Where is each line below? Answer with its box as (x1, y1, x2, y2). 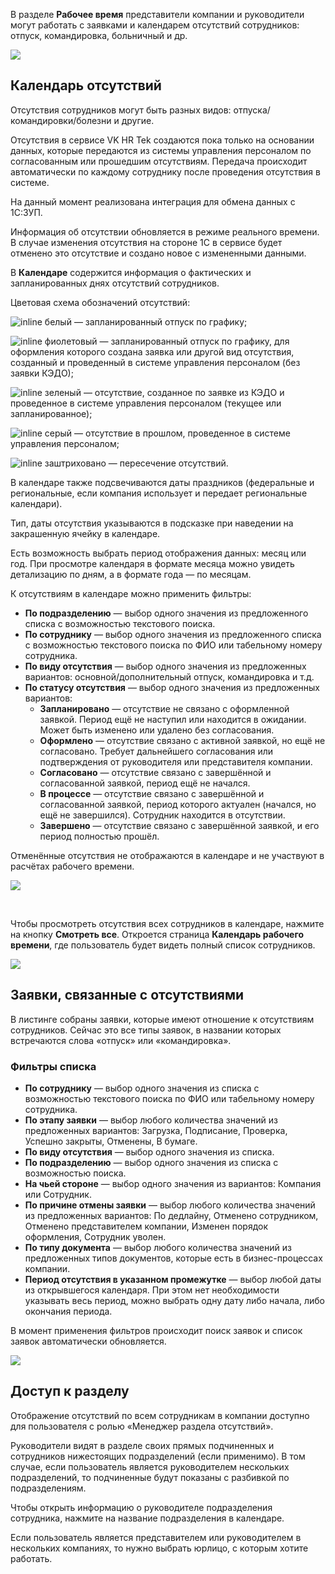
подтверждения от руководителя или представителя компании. (39, 755, 313, 768)
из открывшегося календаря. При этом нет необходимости (24, 1284, 280, 1296)
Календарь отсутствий (10, 77, 162, 94)
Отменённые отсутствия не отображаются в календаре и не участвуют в (10, 849, 325, 861)
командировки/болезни (10, 114, 112, 126)
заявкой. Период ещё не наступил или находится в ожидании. (39, 713, 307, 725)
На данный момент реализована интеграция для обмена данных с (10, 195, 296, 208)
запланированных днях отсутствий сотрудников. (10, 277, 220, 289)
